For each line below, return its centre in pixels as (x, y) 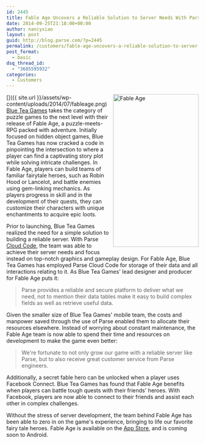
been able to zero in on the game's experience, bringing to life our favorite (100, 422)
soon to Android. (27, 435)
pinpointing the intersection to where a (55, 150)
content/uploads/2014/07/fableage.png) (57, 104)
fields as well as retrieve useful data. (67, 303)
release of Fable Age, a (35, 123)
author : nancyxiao (30, 29)
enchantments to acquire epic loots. (52, 214)
